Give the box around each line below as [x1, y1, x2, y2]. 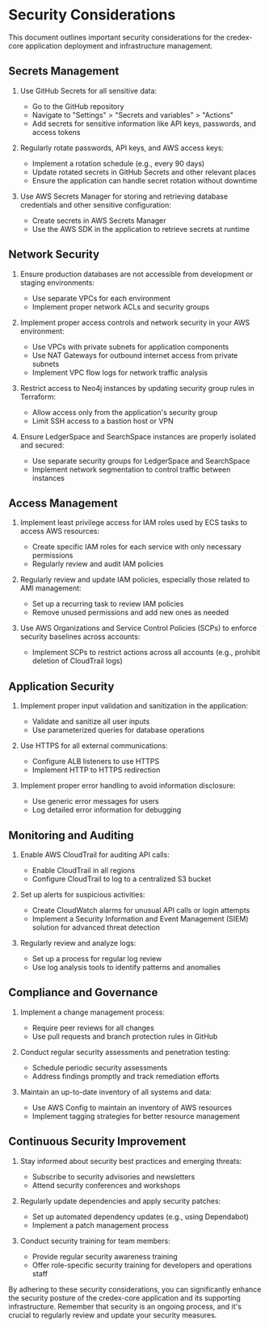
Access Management [8, 496, 119, 510]
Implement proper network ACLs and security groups [32, 301, 210, 312]
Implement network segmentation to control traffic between [32, 464, 231, 474]
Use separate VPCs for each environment [32, 293, 171, 303]
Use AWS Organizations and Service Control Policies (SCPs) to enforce [19, 624, 257, 633]
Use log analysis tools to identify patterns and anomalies [32, 963, 221, 972]
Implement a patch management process [32, 1220, 170, 1229]
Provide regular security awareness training [32, 1251, 178, 1261]
